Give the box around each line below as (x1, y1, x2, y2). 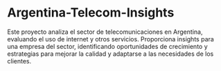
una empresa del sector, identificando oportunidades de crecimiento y (7, 42, 208, 50)
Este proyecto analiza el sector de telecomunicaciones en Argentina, (7, 28, 203, 36)
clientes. (7, 57, 32, 65)
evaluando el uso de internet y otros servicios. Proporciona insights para (7, 34, 215, 43)
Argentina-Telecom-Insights (7, 5, 175, 21)
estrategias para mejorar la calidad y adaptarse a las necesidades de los (7, 50, 214, 58)
